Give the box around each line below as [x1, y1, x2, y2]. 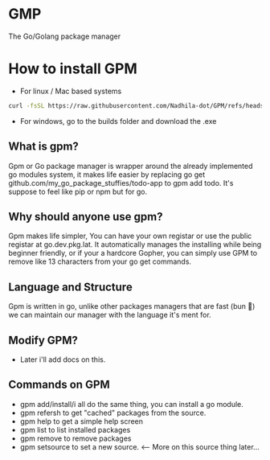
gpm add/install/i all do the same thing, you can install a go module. [19, 399, 243, 409]
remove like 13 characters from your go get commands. [8, 257, 191, 266]
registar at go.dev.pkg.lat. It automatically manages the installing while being [8, 240, 262, 249]
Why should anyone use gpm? [8, 210, 163, 224]
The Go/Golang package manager [8, 31, 121, 41]
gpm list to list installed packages [19, 425, 131, 434]
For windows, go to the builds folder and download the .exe [19, 116, 217, 125]
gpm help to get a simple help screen [19, 416, 143, 426]
